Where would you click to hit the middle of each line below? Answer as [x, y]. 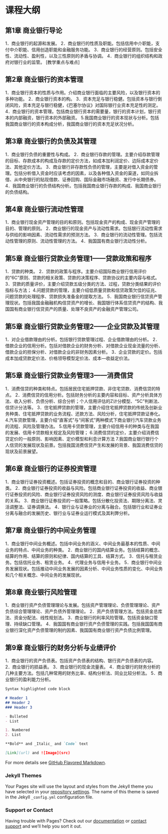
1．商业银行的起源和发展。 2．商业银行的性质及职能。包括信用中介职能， [80, 43]
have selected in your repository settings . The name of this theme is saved [82, 792]
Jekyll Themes [23, 775]
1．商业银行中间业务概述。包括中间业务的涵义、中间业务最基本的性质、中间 [83, 543]
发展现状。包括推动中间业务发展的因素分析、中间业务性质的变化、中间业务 [86, 569]
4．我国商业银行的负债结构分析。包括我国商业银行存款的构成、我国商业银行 [83, 186]
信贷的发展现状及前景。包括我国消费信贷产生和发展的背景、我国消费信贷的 [86, 445]
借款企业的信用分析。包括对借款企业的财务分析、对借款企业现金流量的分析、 [84, 346]
